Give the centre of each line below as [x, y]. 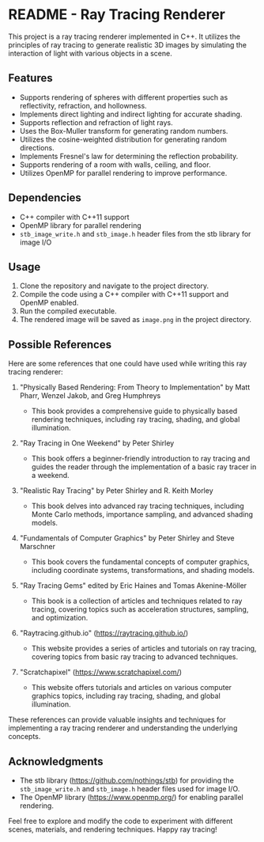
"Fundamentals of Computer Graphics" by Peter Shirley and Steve [127, 538]
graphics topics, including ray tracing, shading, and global [126, 696]
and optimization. [60, 618]
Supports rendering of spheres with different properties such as [124, 97]
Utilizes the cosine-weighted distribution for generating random [123, 139]
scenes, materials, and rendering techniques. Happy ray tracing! [113, 829]
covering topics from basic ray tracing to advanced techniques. [135, 657]
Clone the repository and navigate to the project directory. [114, 286]
